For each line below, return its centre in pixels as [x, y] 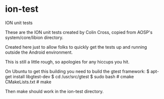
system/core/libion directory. [34, 37]
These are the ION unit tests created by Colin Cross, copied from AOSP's [79, 32]
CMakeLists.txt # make [28, 82]
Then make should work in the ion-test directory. [55, 91]
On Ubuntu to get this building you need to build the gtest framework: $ [77, 71]
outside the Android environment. [39, 52]
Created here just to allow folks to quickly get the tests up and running [76, 47]
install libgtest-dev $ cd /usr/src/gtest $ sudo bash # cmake [73, 76]
